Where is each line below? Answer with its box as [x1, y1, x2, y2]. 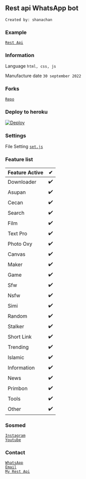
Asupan [7, 189, 26, 196]
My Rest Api [5, 469, 30, 474]
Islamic [7, 354, 24, 361]
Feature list [5, 156, 33, 163]
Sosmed [5, 421, 26, 428]
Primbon [7, 385, 28, 392]
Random [7, 313, 27, 320]
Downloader [7, 179, 36, 186]
